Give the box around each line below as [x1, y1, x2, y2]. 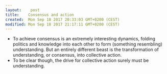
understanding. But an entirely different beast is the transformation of [12, 46, 159, 53]
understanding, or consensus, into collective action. [12, 52, 122, 58]
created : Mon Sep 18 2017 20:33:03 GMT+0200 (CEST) [5, 17, 120, 22]
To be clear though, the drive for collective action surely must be [12, 57, 149, 64]
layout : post [5, 7, 40, 13]
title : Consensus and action [5, 12, 74, 17]
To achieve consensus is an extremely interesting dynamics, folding [12, 36, 156, 42]
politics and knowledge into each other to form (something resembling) [12, 41, 162, 47]
